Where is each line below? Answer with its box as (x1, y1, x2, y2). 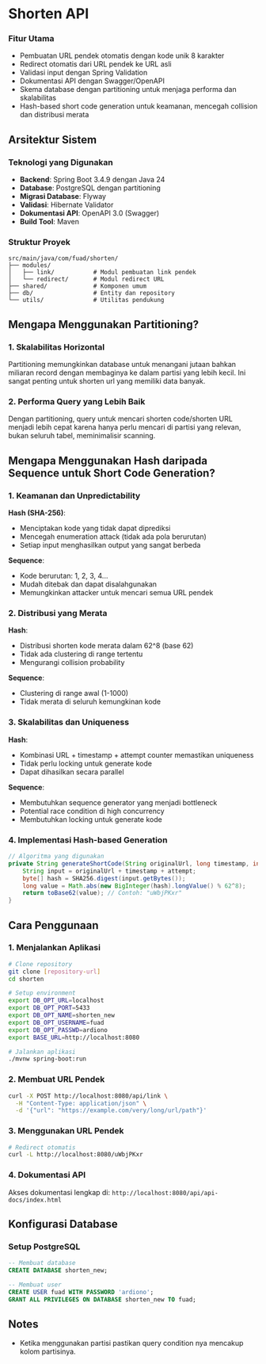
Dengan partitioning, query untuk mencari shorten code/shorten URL (8, 414, 234, 424)
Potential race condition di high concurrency (19, 806, 165, 816)
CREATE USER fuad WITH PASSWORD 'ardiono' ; (8, 1288, 154, 1296)
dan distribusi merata (19, 110, 89, 120)
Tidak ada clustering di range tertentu (19, 649, 143, 659)
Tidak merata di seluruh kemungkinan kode (19, 697, 161, 706)
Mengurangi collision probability (19, 658, 125, 667)
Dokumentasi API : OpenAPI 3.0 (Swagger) (19, 208, 160, 218)
